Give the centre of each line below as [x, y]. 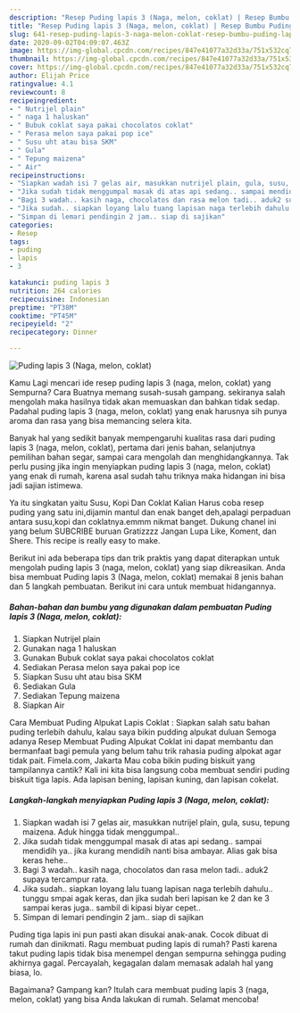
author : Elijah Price [50, 76]
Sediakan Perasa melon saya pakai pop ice [101, 667]
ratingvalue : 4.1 [42, 84]
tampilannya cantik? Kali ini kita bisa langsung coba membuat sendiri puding [150, 769]
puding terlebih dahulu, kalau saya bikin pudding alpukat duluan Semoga [143, 732]
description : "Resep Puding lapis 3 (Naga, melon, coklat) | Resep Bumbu [150, 17]
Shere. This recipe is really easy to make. [85, 540]
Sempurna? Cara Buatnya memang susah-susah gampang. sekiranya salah [147, 392]
